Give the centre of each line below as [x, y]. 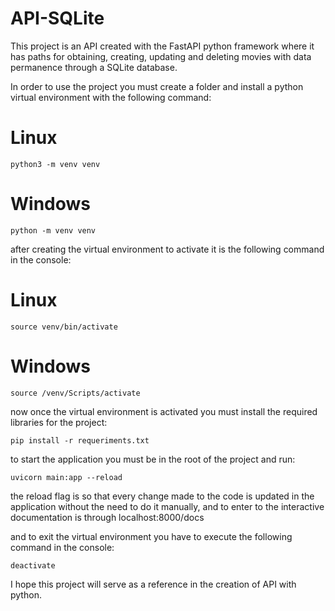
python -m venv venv [53, 230]
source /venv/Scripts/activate [75, 393]
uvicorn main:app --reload [66, 477]
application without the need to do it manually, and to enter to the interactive [167, 506]
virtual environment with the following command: [111, 97]
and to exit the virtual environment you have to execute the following [151, 536]
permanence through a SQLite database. [94, 67]
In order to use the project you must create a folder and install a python [157, 86]
